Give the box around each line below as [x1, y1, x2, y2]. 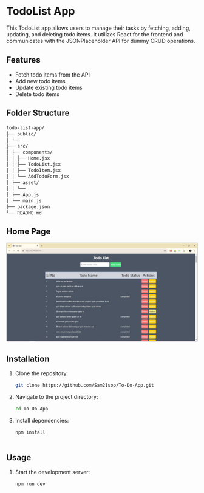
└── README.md [6, 209, 42, 216]
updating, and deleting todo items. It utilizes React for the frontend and [6, 30, 183, 38]
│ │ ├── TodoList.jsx [6, 161, 61, 168]
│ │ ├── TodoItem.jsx [6, 167, 61, 174]
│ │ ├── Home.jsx [6, 155, 50, 161]
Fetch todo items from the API [15, 71, 90, 78]
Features [6, 55, 41, 65]
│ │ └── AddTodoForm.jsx [6, 173, 69, 180]
